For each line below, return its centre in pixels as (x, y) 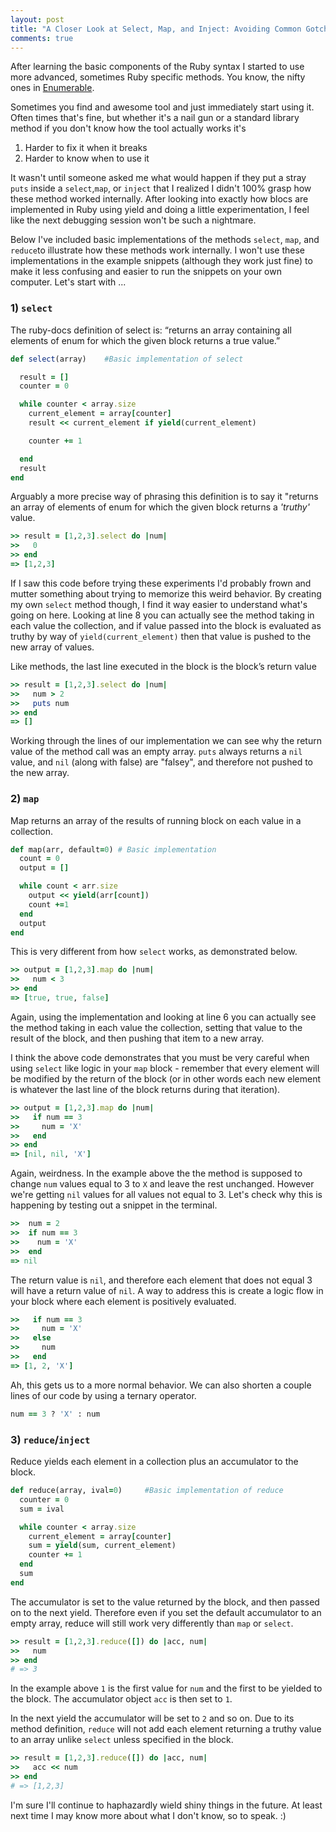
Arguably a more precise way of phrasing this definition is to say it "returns (164, 497)
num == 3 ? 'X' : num (55, 1414)
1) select (31, 308)
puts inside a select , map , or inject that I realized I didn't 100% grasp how (161, 188)
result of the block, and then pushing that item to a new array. (137, 1038)
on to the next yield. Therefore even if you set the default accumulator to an (166, 1612)
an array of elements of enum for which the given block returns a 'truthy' (160, 507)
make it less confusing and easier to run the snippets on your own (146, 272)
